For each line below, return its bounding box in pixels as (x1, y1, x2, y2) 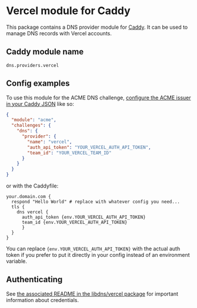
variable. (6, 257, 28, 265)
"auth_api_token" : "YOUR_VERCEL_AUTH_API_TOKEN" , (27, 144, 151, 150)
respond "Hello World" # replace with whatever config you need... (11, 199, 181, 205)
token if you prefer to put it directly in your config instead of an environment (6, 252, 190, 259)
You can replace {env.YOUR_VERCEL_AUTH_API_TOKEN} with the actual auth (6, 245, 181, 252)
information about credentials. (6, 296, 79, 303)
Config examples (6, 78, 70, 89)
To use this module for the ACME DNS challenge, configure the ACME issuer (6, 94, 191, 101)
